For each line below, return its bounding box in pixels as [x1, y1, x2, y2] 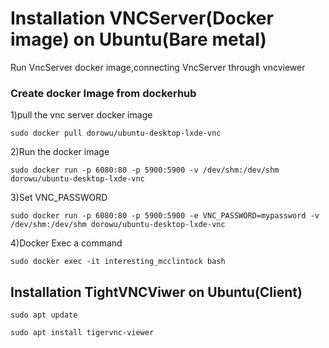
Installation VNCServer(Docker [10, 7, 274, 30]
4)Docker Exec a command [10, 237, 123, 249]
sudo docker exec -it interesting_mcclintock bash [10, 257, 226, 267]
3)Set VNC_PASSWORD [10, 192, 108, 204]
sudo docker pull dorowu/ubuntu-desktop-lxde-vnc [10, 128, 222, 139]
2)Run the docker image [10, 146, 110, 158]
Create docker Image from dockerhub [10, 86, 197, 100]
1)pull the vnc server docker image [10, 109, 153, 121]
